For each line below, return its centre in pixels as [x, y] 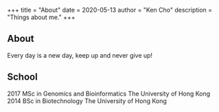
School [22, 77]
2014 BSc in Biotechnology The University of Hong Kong [87, 101]
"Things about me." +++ [41, 17]
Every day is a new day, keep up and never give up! [80, 55]
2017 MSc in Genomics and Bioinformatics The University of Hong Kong [109, 93]
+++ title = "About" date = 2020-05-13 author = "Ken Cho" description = [110, 10]
